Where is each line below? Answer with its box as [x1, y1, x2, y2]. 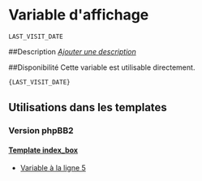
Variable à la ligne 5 [19, 163, 87, 173]
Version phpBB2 [8, 125, 75, 136]
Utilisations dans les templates [8, 101, 168, 114]
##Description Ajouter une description [8, 46, 136, 56]
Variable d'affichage [8, 6, 149, 24]
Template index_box [8, 144, 79, 155]
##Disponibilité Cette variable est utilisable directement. [8, 62, 196, 72]
